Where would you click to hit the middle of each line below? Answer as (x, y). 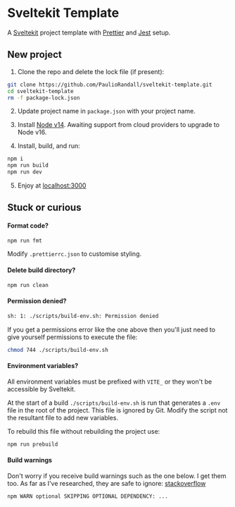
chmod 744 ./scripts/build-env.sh (58, 350)
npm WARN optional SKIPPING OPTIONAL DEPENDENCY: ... (88, 496)
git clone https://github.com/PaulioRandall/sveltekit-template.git (110, 85)
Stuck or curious (44, 208)
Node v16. (32, 133)
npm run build (28, 166)
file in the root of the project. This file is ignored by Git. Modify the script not (118, 410)
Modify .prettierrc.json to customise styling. (75, 254)
